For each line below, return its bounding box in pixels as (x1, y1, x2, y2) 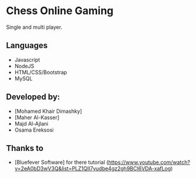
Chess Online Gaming (6, 4, 114, 18)
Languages (6, 41, 48, 51)
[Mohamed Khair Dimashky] (14, 108, 82, 115)
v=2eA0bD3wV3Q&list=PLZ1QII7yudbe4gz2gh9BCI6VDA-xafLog (14, 165, 171, 172)
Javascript (14, 56, 40, 63)
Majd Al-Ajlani (14, 120, 49, 127)
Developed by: (6, 92, 60, 102)
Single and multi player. (6, 23, 63, 31)
